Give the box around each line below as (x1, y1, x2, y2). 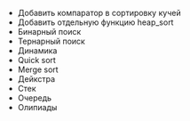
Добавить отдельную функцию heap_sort (17, 17, 174, 28)
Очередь (17, 93, 51, 103)
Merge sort (17, 64, 59, 75)
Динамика (17, 45, 58, 56)
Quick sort (17, 55, 56, 65)
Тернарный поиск (17, 36, 86, 46)
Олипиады (17, 102, 58, 112)
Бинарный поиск (17, 27, 82, 36)
